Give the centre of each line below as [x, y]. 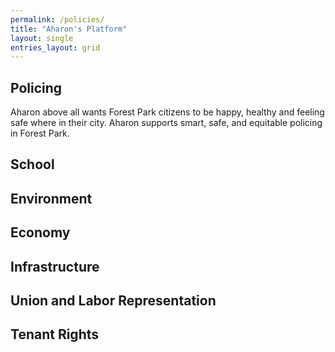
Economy [40, 232]
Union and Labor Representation [113, 301]
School [32, 164]
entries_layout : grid [55, 47]
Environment [51, 198]
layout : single [42, 38]
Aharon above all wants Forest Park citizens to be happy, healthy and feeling [167, 112]
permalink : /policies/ [57, 19]
